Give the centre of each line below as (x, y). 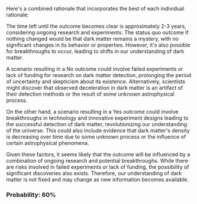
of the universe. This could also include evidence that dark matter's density (98, 130)
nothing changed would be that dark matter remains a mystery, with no (93, 39)
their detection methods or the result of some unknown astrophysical (90, 94)
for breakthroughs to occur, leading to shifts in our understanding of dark (95, 51)
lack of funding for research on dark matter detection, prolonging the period (99, 75)
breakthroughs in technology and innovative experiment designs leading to (97, 118)
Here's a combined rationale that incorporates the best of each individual (95, 9)
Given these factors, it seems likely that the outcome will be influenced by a (98, 154)
